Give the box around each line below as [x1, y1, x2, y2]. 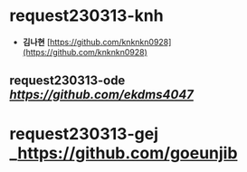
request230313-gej [9, 123, 158, 144]
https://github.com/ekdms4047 [9, 87, 195, 102]
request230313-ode [9, 73, 126, 89]
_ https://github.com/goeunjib [9, 142, 238, 163]
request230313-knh [9, 5, 165, 26]
